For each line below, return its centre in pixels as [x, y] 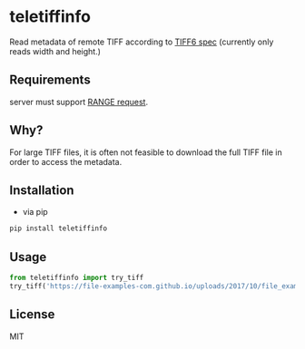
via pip [35, 212]
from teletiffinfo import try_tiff [77, 278]
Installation [42, 190]
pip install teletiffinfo [58, 228]
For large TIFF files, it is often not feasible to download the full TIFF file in [146, 152]
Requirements [50, 80]
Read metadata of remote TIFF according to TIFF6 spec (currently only [142, 42]
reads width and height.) [55, 51]
